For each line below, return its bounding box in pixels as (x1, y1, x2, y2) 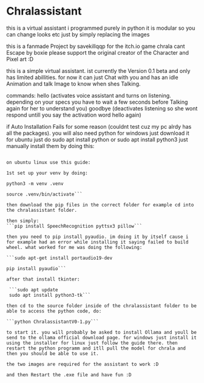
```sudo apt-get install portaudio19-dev (6, 255, 113, 261)
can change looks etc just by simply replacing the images (6, 30, 150, 38)
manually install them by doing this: (6, 142, 95, 149)
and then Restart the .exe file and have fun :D (6, 371, 132, 378)
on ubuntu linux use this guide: (6, 159, 91, 165)
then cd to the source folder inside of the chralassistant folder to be (6, 302, 197, 309)
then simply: (6, 217, 39, 224)
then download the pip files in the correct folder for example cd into (6, 202, 194, 208)
